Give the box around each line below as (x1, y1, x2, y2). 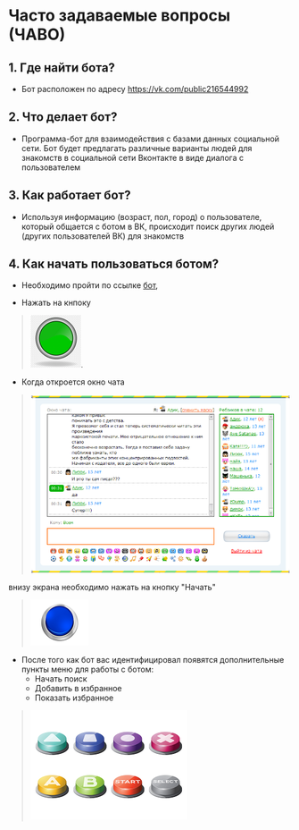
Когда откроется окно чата (21, 377, 126, 387)
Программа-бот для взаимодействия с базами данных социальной (21, 133, 280, 144)
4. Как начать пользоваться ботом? (8, 257, 220, 272)
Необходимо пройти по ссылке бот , (21, 280, 158, 291)
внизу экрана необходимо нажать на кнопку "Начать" (8, 581, 216, 592)
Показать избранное (34, 692, 114, 703)
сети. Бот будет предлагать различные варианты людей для (21, 142, 253, 153)
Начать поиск (34, 673, 87, 684)
